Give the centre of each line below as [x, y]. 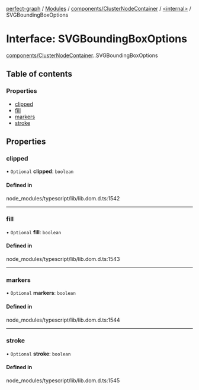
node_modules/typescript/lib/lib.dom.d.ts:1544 [63, 320]
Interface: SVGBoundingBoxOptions [97, 39]
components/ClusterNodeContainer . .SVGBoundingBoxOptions [82, 55]
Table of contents [39, 74]
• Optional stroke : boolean [38, 354]
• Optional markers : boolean [41, 293]
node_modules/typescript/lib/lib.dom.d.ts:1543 [63, 259]
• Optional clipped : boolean [40, 171]
